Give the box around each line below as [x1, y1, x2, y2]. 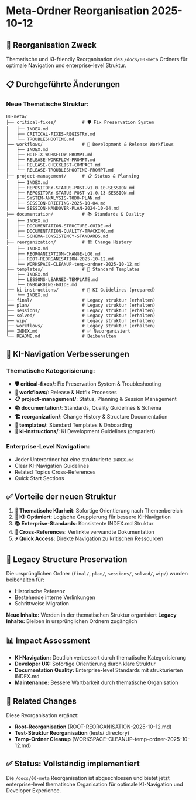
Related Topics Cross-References [14, 468, 96, 476]
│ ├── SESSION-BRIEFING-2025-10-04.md [6, 200, 106, 206]
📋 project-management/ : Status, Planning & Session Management [14, 396, 177, 403]
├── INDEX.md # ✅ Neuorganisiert [6, 328, 130, 334]
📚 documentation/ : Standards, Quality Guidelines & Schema [14, 404, 162, 411]
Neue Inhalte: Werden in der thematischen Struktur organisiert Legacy [6, 611, 177, 618]
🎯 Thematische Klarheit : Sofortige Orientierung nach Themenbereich [14, 507, 183, 514]
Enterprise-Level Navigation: [6, 443, 90, 451]
